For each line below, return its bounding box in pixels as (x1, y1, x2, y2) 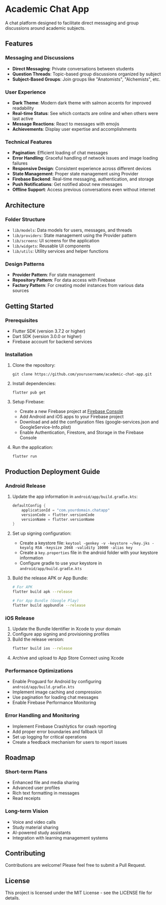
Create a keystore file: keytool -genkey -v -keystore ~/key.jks (19, 540, 150, 546)
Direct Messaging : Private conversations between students (12, 65, 134, 71)
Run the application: (12, 445, 53, 451)
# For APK (12, 585, 33, 590)
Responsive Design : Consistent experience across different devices (12, 166, 152, 171)
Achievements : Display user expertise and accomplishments (12, 126, 137, 132)
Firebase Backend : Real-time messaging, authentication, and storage (12, 176, 154, 182)
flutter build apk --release (12, 589, 73, 594)
